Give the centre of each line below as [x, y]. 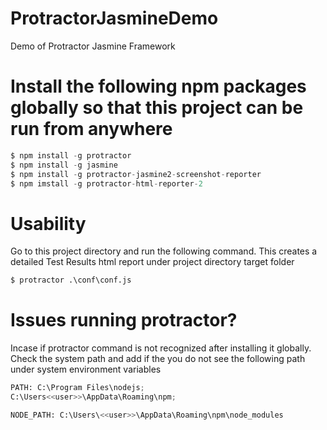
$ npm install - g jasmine [64, 165]
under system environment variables [86, 369]
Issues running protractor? [124, 320]
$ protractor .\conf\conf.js [71, 280]
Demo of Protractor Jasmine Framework [93, 46]
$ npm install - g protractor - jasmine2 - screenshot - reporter [136, 174]
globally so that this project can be [157, 108]
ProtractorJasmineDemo [114, 18]
